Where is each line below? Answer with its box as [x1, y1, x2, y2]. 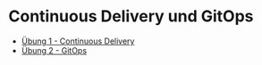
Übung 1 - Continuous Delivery [21, 36, 135, 46]
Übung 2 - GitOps [21, 45, 87, 55]
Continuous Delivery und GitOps [8, 6, 254, 27]
